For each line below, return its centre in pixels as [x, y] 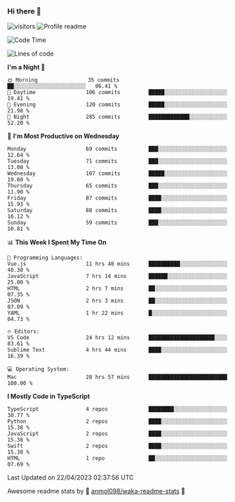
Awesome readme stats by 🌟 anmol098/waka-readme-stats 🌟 [96, 491]
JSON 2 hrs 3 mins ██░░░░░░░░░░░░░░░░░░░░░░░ [117, 301]
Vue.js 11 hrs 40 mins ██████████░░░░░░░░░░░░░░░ [117, 264]
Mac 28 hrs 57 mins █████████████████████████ [117, 377]
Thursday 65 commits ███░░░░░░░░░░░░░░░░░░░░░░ [117, 186]
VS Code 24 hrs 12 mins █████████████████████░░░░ [117, 338]
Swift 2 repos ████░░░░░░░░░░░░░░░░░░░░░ [117, 446]
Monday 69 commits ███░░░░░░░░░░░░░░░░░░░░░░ [117, 149]
